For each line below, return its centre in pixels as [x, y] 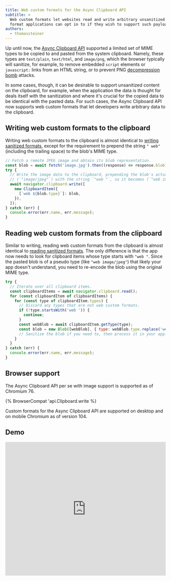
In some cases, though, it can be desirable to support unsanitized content [82, 85]
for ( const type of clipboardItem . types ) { [61, 301]
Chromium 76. [20, 391]
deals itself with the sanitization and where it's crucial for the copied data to [85, 96]
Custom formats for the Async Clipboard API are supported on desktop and [84, 411]
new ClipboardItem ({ [36, 189]
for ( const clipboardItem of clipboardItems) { [61, 296]
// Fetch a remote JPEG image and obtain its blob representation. [78, 160]
